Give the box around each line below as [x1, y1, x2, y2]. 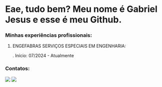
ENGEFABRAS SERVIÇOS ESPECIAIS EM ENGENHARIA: [12, 43, 126, 49]
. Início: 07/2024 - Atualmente [12, 53, 74, 59]
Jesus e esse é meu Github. [5, 14, 122, 25]
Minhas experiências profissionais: [5, 32, 92, 39]
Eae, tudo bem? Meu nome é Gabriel [5, 3, 158, 15]
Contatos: [5, 65, 30, 72]
